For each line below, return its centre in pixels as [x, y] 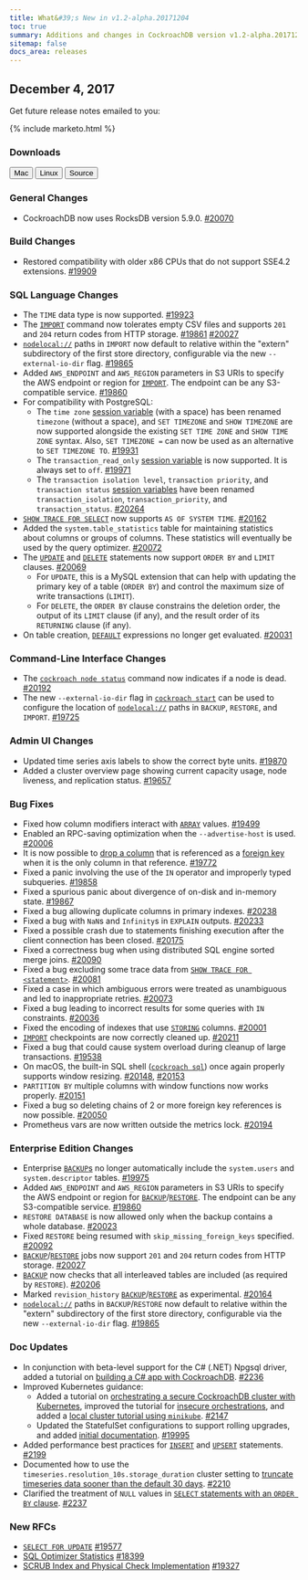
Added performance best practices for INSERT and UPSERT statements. [153, 1445]
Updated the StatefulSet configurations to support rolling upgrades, [163, 1425]
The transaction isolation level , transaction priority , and [152, 479]
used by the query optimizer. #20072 [92, 548]
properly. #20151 [54, 1096]
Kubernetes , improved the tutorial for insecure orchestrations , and [160, 1406]
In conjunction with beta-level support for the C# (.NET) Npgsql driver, [154, 1367]
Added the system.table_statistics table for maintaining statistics [148, 528]
